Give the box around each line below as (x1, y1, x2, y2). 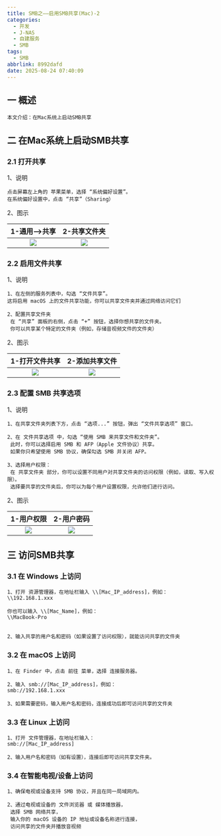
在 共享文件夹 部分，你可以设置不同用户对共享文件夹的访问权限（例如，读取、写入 (10, 468, 209, 476)
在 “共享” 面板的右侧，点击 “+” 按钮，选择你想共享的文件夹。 (10, 318, 165, 325)
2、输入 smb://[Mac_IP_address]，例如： (7, 681, 117, 688)
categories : (7, 16, 41, 23)
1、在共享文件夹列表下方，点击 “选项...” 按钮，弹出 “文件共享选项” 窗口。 (7, 420, 196, 427)
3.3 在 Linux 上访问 (7, 717, 70, 726)
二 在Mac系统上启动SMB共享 (7, 134, 130, 146)
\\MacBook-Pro (7, 614, 48, 621)
